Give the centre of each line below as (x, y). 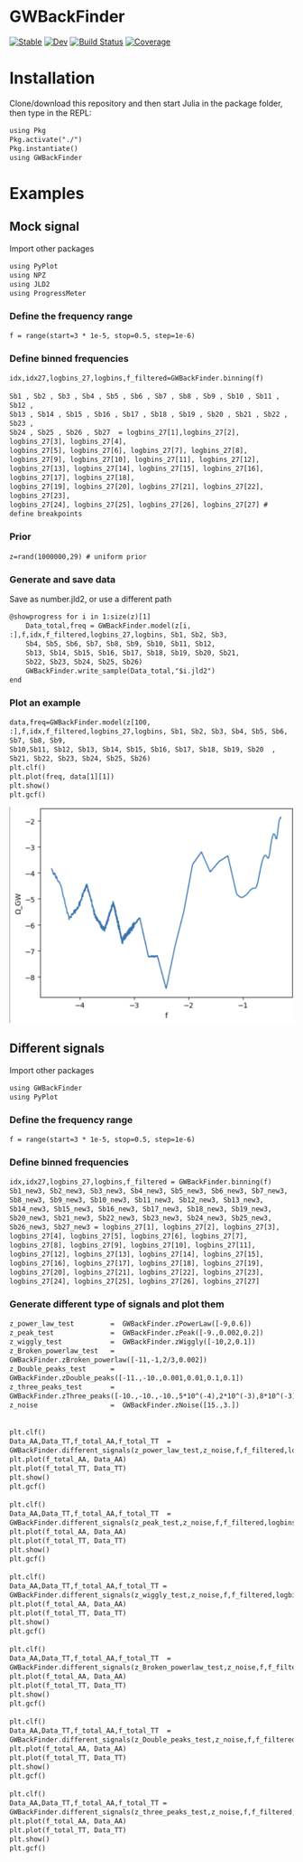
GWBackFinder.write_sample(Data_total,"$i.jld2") (121, 671)
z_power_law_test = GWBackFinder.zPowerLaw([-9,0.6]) (131, 1324)
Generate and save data (63, 579)
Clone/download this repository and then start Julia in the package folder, (146, 103)
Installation (52, 78)
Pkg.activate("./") (46, 139)
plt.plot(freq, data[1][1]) (62, 777)
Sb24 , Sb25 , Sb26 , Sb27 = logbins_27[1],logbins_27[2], (125, 433)
